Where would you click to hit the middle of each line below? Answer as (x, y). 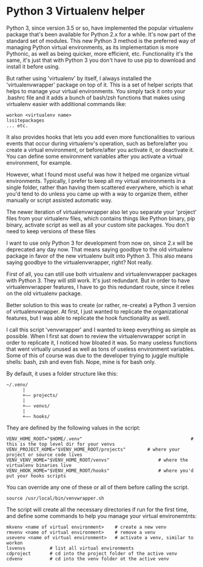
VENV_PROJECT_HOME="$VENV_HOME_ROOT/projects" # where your (93, 449)
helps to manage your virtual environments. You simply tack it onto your (96, 91)
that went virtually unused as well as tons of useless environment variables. (101, 349)
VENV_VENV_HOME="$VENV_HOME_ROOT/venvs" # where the (97, 460)
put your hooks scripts (36, 476)
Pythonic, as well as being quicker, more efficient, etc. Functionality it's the (100, 53)
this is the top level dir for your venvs (61, 444)
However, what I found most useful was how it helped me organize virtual (98, 174)
